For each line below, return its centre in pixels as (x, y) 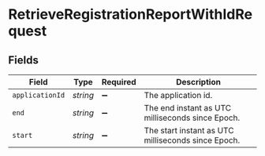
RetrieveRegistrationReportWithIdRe (131, 15)
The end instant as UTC (187, 108)
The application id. (178, 95)
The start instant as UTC (189, 131)
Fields (24, 60)
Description (198, 82)
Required (119, 82)
